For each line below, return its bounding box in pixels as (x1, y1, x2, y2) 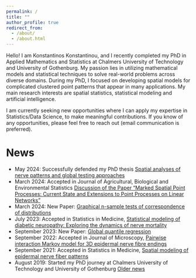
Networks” (14, 196, 41, 204)
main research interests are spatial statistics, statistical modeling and (6, 89, 173, 96)
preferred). (6, 126, 33, 133)
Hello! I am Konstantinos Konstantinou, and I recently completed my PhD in (6, 52, 187, 59)
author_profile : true (6, 19, 59, 25)
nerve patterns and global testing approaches (14, 171, 125, 179)
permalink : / (6, 8, 38, 15)
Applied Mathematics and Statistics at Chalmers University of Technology (6, 58, 184, 65)
